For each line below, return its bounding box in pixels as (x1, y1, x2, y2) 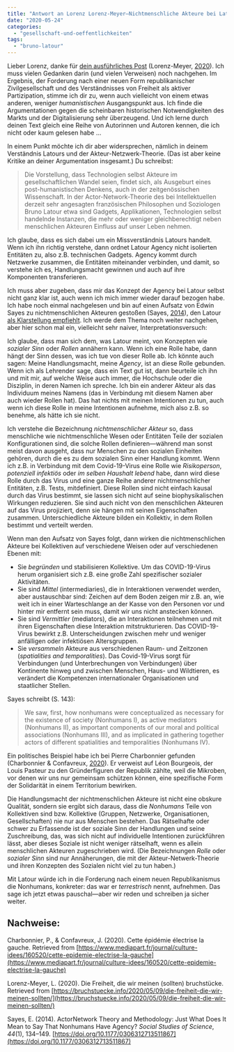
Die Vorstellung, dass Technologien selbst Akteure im (24, 170, 178, 179)
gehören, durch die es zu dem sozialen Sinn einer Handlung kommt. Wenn (7, 454, 220, 463)
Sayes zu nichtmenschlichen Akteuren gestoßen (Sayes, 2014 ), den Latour (7, 308, 221, 317)
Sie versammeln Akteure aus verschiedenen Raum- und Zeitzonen (17, 645, 208, 652)
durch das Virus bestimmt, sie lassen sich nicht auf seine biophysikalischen (7, 491, 224, 499)
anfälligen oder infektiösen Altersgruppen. (17, 637, 139, 645)
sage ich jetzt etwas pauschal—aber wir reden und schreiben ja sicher (7, 890, 210, 898)
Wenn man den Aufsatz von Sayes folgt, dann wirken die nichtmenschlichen (7, 534, 226, 543)
